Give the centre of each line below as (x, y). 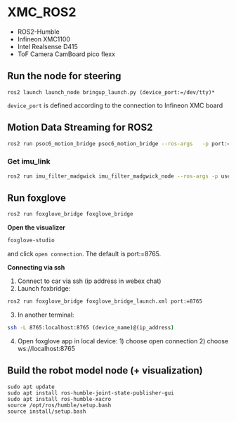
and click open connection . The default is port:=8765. (84, 254)
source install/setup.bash (47, 411)
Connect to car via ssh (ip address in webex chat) (89, 281)
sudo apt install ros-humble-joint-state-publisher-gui (91, 393)
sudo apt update (31, 387)
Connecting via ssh (36, 268)
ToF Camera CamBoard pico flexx (66, 54)
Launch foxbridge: (44, 289)
